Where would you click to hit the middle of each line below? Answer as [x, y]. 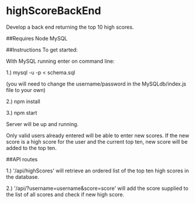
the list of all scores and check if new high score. [65, 194]
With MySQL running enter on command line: [61, 61]
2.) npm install [23, 101]
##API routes [22, 159]
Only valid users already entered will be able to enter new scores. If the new [97, 135]
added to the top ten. [31, 148]
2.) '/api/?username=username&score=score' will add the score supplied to [97, 188]
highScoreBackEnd [54, 11]
